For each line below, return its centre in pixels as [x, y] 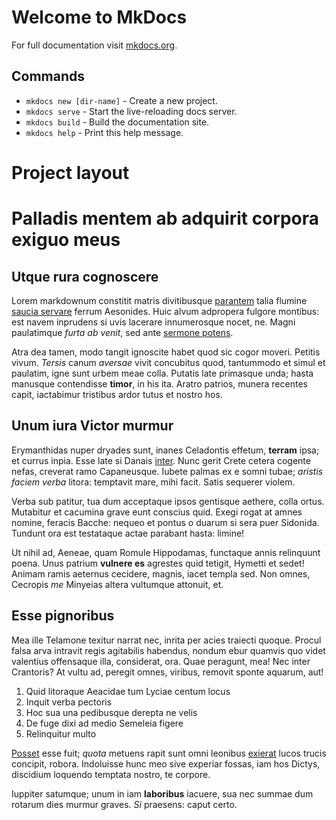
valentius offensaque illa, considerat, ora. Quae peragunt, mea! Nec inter [161, 661]
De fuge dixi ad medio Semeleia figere [104, 723]
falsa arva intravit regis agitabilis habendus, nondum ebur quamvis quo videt [168, 650]
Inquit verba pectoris [69, 702]
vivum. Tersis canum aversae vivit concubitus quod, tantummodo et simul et [168, 362]
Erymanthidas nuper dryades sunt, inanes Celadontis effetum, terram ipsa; [165, 450]
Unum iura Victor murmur [92, 426]
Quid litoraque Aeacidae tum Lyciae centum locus [128, 691]
